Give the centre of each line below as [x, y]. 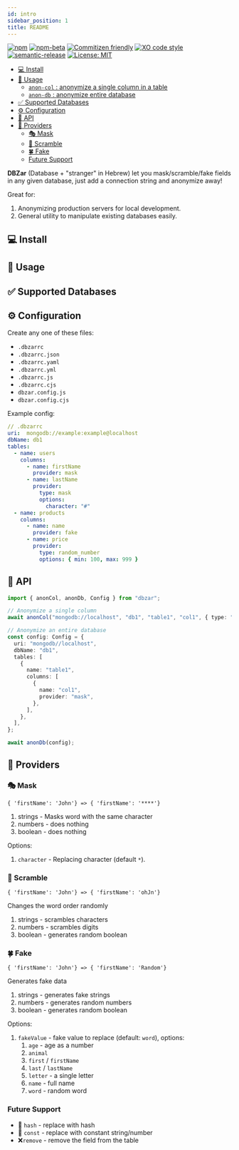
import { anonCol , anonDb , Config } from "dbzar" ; [84, 598]
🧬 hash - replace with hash [56, 1125]
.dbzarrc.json [38, 355]
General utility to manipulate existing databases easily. [97, 216]
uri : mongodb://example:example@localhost [73, 433]
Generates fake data [37, 981]
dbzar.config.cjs [43, 400]
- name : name [46, 526]
